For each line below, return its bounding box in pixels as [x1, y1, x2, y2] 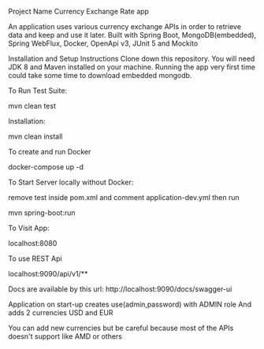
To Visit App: [8, 224, 50, 232]
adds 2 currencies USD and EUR [8, 308, 113, 317]
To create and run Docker [8, 147, 91, 156]
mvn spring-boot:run [8, 208, 76, 217]
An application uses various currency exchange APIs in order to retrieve [8, 22, 242, 31]
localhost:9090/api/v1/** [8, 269, 88, 278]
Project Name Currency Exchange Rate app [8, 7, 150, 16]
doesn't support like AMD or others [8, 332, 122, 341]
